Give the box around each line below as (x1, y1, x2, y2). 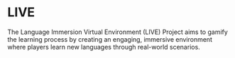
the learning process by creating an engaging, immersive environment (7, 35, 213, 43)
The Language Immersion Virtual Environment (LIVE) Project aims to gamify (7, 28, 229, 36)
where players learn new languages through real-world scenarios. (7, 42, 200, 51)
